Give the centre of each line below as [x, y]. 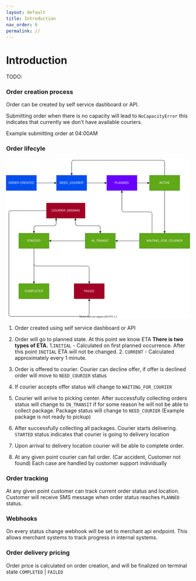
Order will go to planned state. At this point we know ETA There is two [99, 339]
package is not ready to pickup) [53, 417]
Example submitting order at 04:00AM [52, 133]
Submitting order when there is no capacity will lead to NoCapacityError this [97, 116]
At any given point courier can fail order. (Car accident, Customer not [97, 457]
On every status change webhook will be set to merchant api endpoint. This [97, 531]
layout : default [26, 12]
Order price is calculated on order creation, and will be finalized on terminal [97, 565]
